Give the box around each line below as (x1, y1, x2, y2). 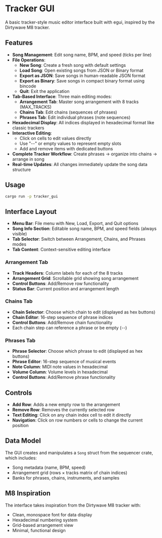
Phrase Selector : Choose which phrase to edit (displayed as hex (12, 348, 143, 354)
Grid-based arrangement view (12, 522, 74, 528)
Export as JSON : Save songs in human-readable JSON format (19, 72, 146, 79)
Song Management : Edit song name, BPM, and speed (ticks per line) (12, 52, 152, 57)
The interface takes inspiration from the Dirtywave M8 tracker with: (5, 502, 141, 508)
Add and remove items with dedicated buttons (19, 145, 113, 151)
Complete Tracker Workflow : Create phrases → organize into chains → (12, 151, 158, 157)
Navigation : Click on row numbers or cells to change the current (12, 417, 143, 423)
